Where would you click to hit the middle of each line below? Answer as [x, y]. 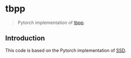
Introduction [25, 38]
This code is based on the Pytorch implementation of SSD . [66, 50]
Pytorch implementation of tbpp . [51, 22]
